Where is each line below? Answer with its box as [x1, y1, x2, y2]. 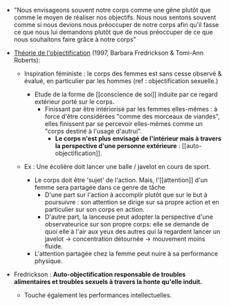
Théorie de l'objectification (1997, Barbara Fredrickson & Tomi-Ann [13, 48, 204, 57]
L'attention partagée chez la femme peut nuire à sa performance [34, 249, 219, 258]
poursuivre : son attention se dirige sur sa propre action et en [44, 198, 219, 206]
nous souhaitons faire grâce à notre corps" [13, 35, 136, 44]
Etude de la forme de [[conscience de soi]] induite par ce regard [34, 90, 218, 98]
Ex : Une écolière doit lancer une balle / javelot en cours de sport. [24, 163, 211, 170]
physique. [34, 257, 63, 265]
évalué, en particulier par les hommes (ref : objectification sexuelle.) [24, 77, 219, 85]
